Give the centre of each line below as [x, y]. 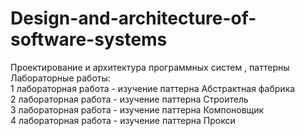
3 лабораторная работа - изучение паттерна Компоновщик [137, 109]
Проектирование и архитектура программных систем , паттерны [150, 67]
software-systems [89, 39]
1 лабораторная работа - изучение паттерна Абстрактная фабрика [153, 88]
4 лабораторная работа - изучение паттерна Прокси [123, 120]
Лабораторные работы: [60, 78]
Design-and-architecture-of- [133, 18]
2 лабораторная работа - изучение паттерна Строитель [129, 99]
